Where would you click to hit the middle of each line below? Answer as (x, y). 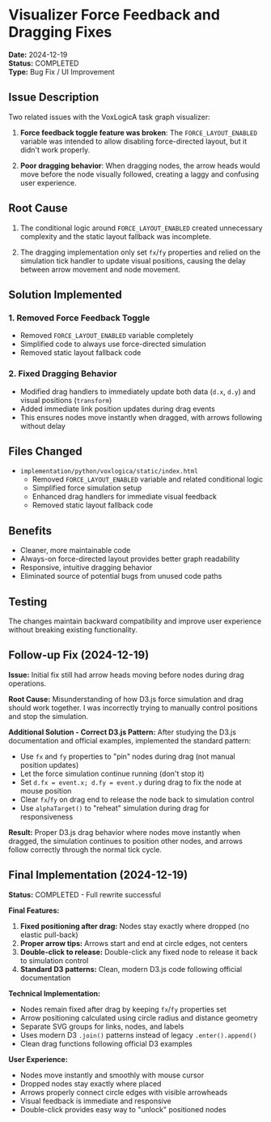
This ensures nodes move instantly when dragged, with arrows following (141, 417)
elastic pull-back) (49, 935)
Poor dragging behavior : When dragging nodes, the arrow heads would (140, 165)
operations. (28, 683)
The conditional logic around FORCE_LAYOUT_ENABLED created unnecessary (141, 228)
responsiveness (47, 816)
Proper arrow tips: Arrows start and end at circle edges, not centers (134, 943)
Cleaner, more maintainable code (75, 550)
